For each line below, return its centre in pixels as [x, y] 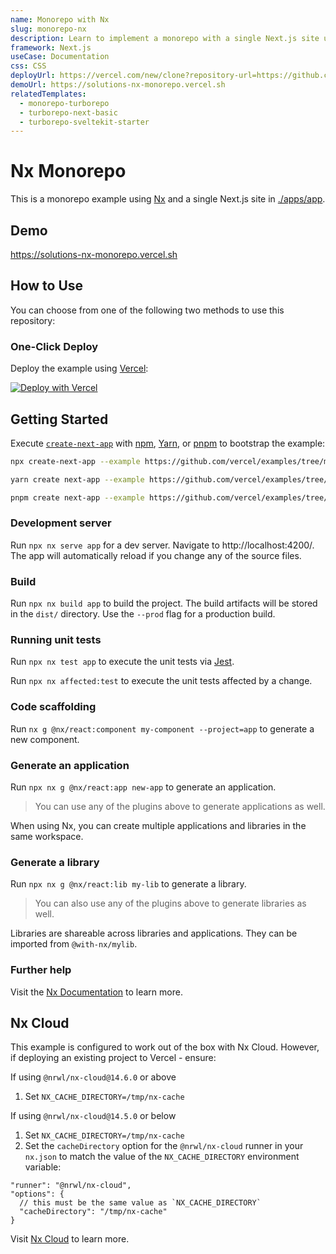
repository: [33, 320]
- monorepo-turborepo [64, 103]
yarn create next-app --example [77, 479]
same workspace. [47, 837]
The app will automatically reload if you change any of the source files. [156, 555]
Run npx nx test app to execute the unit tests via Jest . [122, 662]
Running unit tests [56, 640]
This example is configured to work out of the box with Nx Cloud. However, [165, 1047]
